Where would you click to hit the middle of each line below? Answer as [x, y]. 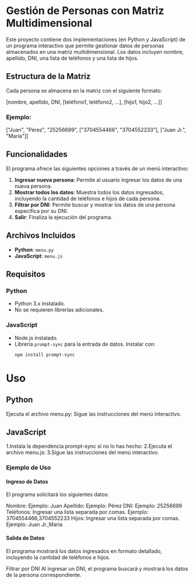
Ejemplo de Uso [29, 468]
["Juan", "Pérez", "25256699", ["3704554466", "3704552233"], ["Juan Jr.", [96, 130]
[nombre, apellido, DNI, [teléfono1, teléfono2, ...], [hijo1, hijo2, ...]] [84, 102]
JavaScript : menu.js [38, 256]
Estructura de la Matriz [48, 76]
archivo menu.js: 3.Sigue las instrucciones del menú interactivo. [82, 452]
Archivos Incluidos [41, 236]
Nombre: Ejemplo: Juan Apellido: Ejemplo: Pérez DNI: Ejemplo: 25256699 [94, 506]
